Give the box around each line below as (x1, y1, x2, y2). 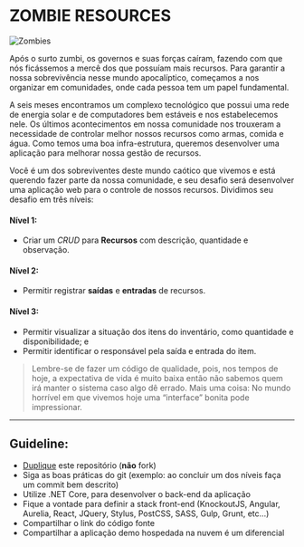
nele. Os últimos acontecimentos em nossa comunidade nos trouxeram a (9, 119, 281, 130)
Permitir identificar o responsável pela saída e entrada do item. (22, 345, 257, 356)
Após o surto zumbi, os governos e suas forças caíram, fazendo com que (9, 53, 283, 63)
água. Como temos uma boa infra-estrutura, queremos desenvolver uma (9, 138, 280, 149)
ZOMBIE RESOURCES (9, 5, 172, 26)
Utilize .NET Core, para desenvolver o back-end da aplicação (22, 489, 252, 500)
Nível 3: (9, 305, 39, 317)
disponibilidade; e (22, 336, 90, 347)
